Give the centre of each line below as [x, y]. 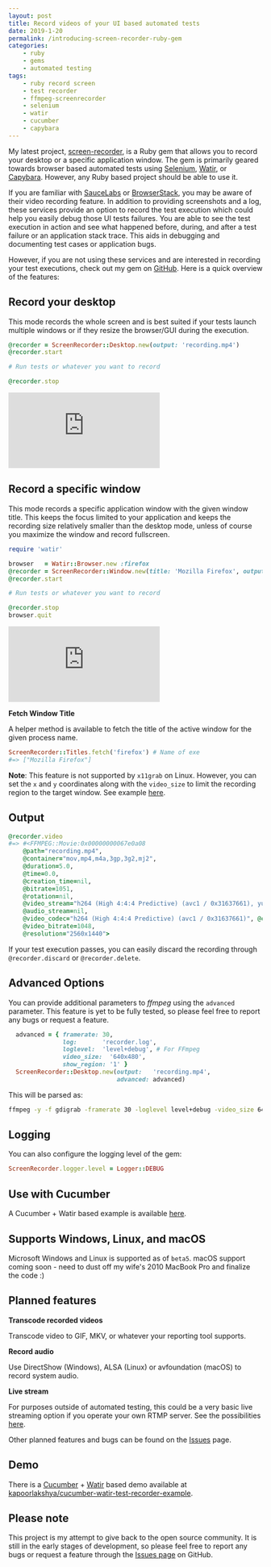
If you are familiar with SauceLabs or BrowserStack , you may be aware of [130, 192]
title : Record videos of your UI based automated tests [104, 23]
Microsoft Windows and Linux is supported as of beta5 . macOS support [127, 1258]
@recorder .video [35, 836]
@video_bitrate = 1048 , [59, 927]
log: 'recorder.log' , [110, 1042]
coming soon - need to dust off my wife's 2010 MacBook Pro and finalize [129, 1266]
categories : [28, 46]
